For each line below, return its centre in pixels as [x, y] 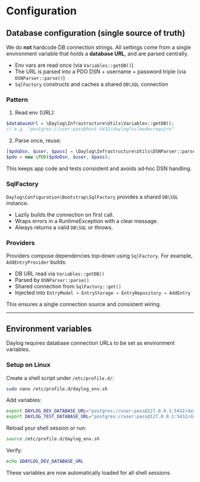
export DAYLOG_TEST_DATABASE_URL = [49, 417]
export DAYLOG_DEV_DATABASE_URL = [48, 411]
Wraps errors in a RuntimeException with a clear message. [87, 221]
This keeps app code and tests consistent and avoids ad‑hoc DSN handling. [99, 168]
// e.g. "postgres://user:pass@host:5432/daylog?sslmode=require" [90, 129]
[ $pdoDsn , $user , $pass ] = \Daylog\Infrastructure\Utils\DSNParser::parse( [102, 152]
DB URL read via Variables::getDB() [60, 274]
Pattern [17, 100]
